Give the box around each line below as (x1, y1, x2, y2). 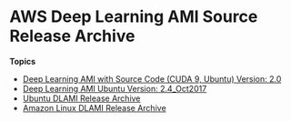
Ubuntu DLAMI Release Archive (22, 93, 141, 104)
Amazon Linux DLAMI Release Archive (22, 102, 166, 113)
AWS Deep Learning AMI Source (9, 6, 258, 27)
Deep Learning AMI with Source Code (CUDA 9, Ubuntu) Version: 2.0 (22, 73, 282, 84)
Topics (9, 56, 36, 66)
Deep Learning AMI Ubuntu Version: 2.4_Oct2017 (22, 83, 207, 94)
